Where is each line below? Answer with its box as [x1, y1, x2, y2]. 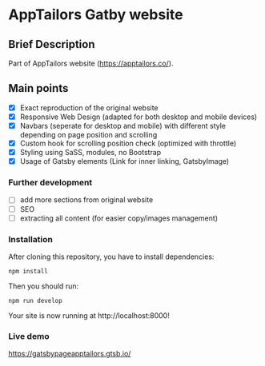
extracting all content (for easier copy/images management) [19, 213, 219, 223]
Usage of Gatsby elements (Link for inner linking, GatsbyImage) [19, 157, 230, 166]
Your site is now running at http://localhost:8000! [8, 310, 170, 320]
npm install [8, 267, 48, 275]
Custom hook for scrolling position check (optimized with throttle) [19, 138, 237, 148]
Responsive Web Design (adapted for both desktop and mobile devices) [19, 112, 258, 121]
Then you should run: [8, 281, 78, 291]
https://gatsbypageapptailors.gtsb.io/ [8, 349, 131, 359]
